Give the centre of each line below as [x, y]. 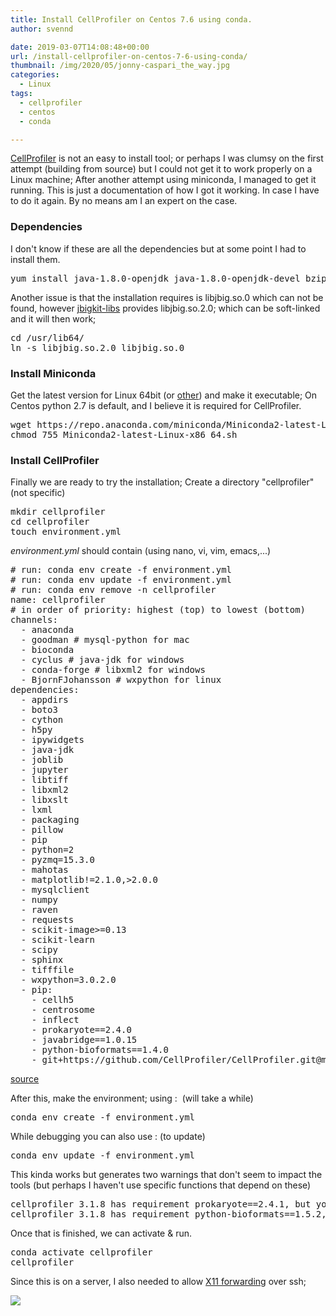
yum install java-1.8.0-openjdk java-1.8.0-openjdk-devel [155, 278]
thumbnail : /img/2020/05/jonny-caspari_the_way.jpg [120, 66]
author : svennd [42, 29]
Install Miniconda [53, 373]
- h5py [36, 730]
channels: [34, 620]
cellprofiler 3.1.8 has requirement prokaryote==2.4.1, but [161, 1204]
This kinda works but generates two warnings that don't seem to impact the [166, 1175]
